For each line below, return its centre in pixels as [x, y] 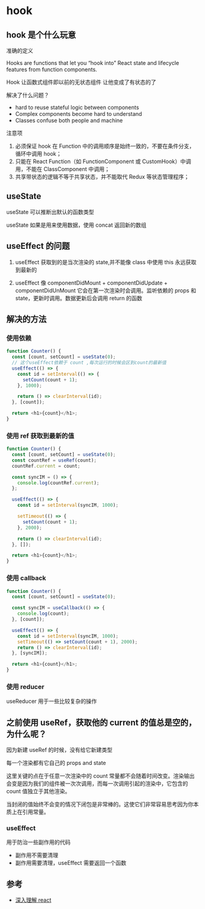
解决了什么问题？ [28, 95]
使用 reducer [25, 687]
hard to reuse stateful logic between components [77, 107]
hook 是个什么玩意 [41, 35]
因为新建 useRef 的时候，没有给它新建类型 [59, 750]
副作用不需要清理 [37, 855]
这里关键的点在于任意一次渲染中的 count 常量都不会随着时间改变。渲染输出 [101, 776]
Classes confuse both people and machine [69, 120]
